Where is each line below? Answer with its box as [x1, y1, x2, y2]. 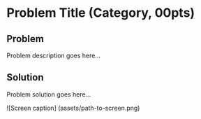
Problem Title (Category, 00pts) [6, 5, 195, 21]
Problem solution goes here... [6, 90, 91, 99]
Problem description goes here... [6, 51, 100, 59]
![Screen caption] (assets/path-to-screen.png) [6, 104, 140, 112]
